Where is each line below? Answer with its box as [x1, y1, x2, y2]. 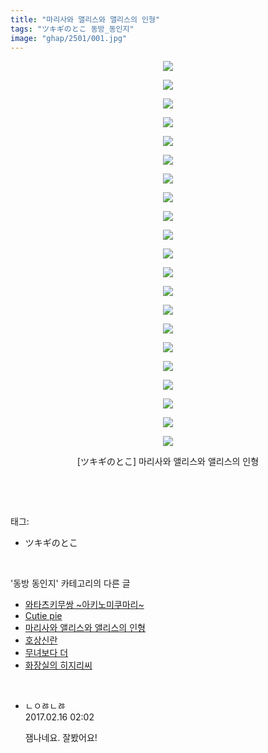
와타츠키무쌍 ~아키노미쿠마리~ [24, 599, 145, 611]
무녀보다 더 [24, 647, 69, 659]
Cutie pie [24, 610, 63, 622]
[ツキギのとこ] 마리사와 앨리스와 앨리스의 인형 [76, 456, 260, 468]
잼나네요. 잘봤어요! [24, 732, 98, 744]
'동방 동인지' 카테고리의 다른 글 [10, 577, 131, 590]
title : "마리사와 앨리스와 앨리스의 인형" [10, 14, 161, 25]
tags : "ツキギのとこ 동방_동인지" [10, 24, 135, 34]
